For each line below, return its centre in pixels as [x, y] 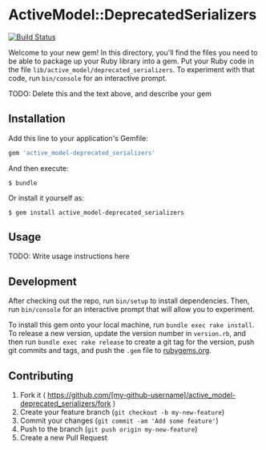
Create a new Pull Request [64, 438]
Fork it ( [33, 395]
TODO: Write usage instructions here [69, 256]
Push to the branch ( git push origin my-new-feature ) [109, 429]
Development [43, 281]
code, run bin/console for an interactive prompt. [88, 78]
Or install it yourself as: [46, 197]
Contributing [41, 376]
